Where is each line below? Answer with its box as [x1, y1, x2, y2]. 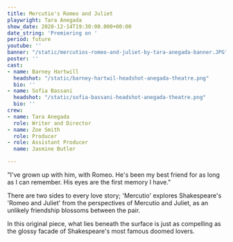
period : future [7, 36, 51, 43]
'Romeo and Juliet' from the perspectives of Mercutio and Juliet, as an [7, 199, 209, 207]
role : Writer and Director [13, 119, 92, 127]
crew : [7, 107, 23, 114]
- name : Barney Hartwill [7, 68, 79, 75]
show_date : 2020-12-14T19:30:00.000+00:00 [7, 23, 132, 30]
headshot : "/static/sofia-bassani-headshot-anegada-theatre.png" [13, 94, 207, 101]
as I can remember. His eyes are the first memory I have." [7, 178, 171, 186]
